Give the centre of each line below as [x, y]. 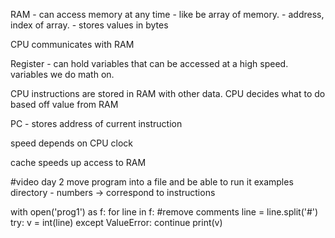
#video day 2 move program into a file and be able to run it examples [152, 182]
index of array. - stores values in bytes [89, 25]
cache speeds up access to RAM [78, 162]
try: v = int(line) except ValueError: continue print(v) [116, 222]
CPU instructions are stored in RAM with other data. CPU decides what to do [168, 93]
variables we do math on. [62, 74]
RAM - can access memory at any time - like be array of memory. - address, [167, 14]
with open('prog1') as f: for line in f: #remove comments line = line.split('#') [164, 212]
